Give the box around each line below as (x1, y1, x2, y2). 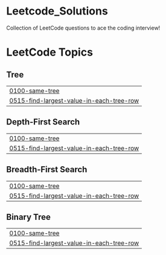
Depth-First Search (6, 117, 80, 127)
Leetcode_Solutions (6, 4, 109, 18)
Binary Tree (6, 211, 51, 222)
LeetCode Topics (6, 45, 94, 59)
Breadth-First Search (6, 164, 88, 175)
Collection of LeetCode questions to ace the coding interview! (6, 24, 161, 31)
